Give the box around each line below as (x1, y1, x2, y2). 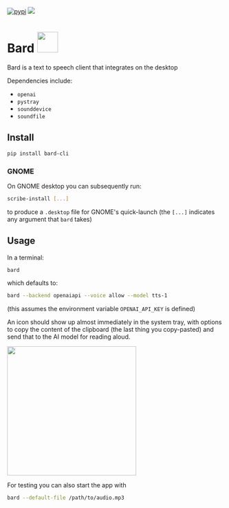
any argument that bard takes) (7, 215, 93, 223)
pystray (17, 98, 39, 105)
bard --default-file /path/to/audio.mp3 (7, 494, 125, 502)
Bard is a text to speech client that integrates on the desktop (7, 63, 178, 72)
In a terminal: (7, 253, 45, 262)
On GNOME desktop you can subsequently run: (7, 182, 142, 190)
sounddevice (17, 105, 52, 113)
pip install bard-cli (7, 150, 69, 157)
